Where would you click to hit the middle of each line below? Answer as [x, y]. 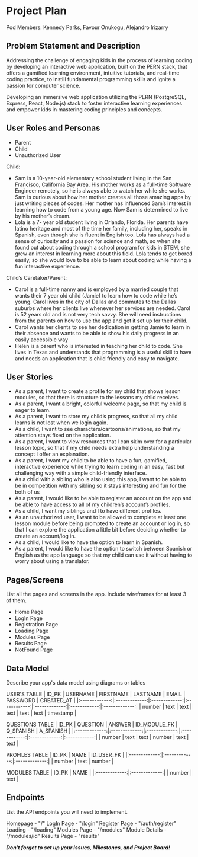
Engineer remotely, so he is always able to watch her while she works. [100, 190]
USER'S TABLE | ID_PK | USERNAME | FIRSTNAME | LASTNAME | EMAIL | [96, 694]
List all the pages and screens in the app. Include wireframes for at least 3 [96, 594]
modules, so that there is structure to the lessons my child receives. [97, 398]
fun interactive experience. [48, 266]
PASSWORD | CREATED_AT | [41, 700]
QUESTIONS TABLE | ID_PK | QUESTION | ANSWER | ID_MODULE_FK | [92, 725]
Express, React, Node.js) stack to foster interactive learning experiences [94, 103]
